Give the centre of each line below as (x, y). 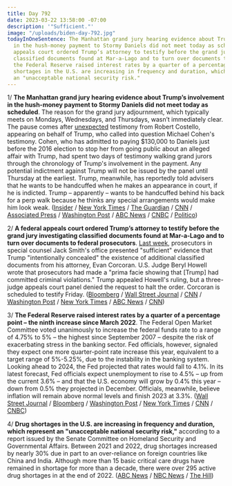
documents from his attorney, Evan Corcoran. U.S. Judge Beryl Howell (107, 265)
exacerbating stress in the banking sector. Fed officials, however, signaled (113, 345)
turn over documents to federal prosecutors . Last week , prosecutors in (110, 243)
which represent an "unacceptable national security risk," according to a (114, 431)
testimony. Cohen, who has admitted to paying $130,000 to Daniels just (108, 142)
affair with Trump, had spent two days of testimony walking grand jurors (110, 156)
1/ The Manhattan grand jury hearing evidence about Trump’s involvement (116, 97)
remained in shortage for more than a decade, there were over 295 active (112, 468)
